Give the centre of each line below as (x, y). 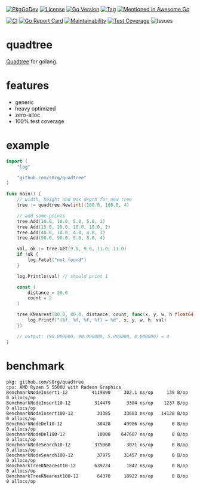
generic (24, 102)
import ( (17, 161)
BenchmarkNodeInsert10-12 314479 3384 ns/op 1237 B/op (97, 403)
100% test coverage (39, 121)
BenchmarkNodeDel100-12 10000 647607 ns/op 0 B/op (97, 434)
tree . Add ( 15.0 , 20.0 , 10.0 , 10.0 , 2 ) (64, 227)
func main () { (24, 194)
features (28, 86)
